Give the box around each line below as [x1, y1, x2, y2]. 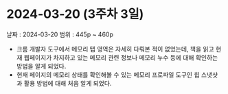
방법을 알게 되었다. [16, 62, 67, 70]
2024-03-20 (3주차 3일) [6, 6, 144, 22]
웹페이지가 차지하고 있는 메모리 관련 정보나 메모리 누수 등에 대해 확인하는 [23, 53, 218, 62]
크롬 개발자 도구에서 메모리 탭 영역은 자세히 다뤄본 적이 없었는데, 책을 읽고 [16, 45, 214, 53]
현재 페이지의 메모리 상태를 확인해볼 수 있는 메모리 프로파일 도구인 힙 [16, 70, 200, 79]
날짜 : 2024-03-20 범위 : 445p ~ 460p [6, 30, 114, 38]
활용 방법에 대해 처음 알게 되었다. [23, 79, 112, 87]
